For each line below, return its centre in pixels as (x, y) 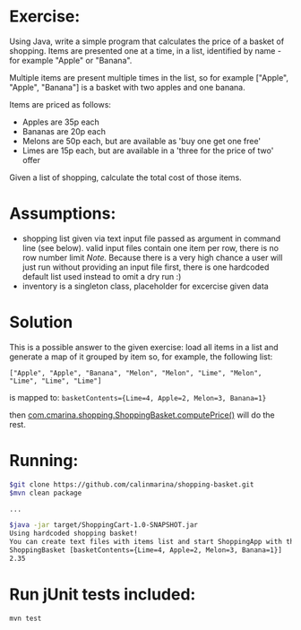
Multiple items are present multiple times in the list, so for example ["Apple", (149, 77)
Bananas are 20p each (64, 131)
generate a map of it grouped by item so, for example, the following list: (141, 357)
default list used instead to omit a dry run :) (102, 276)
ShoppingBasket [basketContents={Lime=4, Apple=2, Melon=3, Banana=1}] (146, 550)
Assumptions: (63, 214)
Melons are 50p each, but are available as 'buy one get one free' (142, 141)
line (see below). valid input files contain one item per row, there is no (150, 247)
